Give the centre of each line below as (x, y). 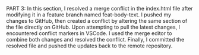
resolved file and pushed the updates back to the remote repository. (89, 46)
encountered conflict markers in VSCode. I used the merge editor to (89, 33)
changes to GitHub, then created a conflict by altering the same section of (97, 21)
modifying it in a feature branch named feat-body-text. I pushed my (89, 15)
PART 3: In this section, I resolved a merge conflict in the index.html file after (99, 8)
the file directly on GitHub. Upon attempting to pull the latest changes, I (93, 27)
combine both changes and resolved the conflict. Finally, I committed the (95, 39)
